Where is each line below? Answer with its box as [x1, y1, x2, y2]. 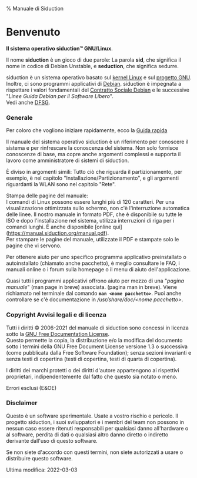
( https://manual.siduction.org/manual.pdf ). [6, 230, 109, 237]
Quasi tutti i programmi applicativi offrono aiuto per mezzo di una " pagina [6, 277, 184, 284]
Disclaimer [6, 399, 38, 407]
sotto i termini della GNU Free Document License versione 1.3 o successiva [6, 343, 188, 350]
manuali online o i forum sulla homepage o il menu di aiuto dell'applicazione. [6, 266, 191, 273]
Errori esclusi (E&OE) [6, 384, 57, 391]
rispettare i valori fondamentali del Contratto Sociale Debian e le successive [6, 86, 190, 93]
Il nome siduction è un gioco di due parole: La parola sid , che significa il [6, 56, 181, 63]
